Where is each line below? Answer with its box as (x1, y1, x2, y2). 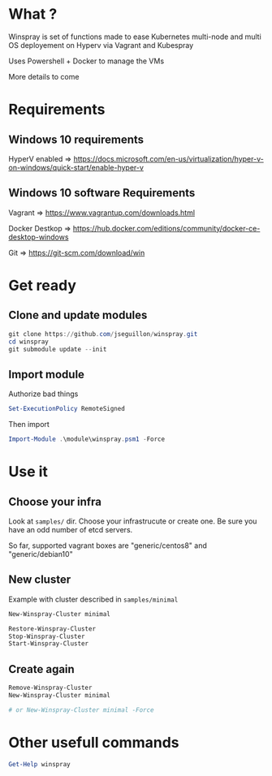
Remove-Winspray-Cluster (8, 683, 93, 692)
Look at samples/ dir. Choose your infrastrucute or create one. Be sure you (8, 516, 257, 526)
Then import (8, 420, 50, 429)
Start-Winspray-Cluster (8, 640, 89, 648)
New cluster (8, 573, 71, 587)
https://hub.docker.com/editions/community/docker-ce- (72, 223, 261, 233)
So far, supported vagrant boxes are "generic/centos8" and (8, 541, 207, 550)
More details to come (8, 71, 80, 81)
